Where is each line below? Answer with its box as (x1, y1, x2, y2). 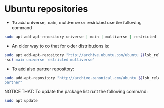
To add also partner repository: (11, 66, 74, 72)
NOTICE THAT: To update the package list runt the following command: (4, 89, 148, 95)
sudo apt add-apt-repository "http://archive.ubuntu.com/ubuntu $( (4, 52, 145, 57)
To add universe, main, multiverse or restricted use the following (11, 20, 142, 25)
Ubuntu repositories (4, 3, 88, 15)
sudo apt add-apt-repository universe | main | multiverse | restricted (4, 34, 156, 39)
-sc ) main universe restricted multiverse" (4, 57, 95, 62)
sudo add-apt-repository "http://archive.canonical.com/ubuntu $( (4, 75, 143, 80)
